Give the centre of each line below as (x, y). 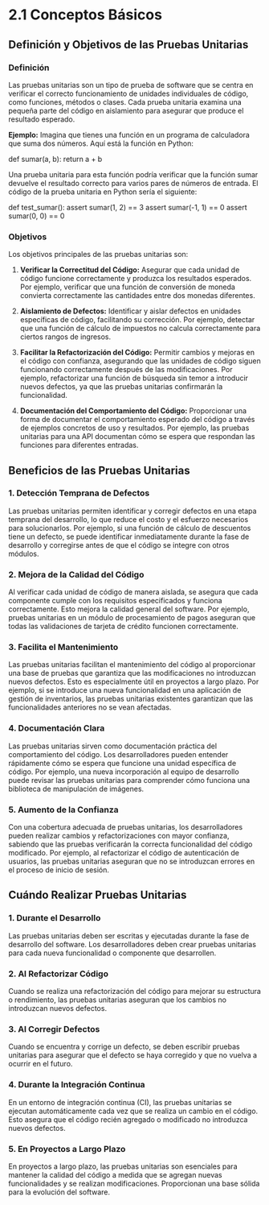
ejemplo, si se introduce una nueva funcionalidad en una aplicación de (125, 690)
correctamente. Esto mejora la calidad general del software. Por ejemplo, (129, 609)
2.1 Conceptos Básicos (86, 15)
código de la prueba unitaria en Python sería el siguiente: (103, 192)
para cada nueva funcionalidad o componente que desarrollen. (112, 953)
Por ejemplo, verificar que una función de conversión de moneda (127, 287)
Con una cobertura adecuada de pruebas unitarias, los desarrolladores (126, 827)
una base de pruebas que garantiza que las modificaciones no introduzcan (132, 673)
